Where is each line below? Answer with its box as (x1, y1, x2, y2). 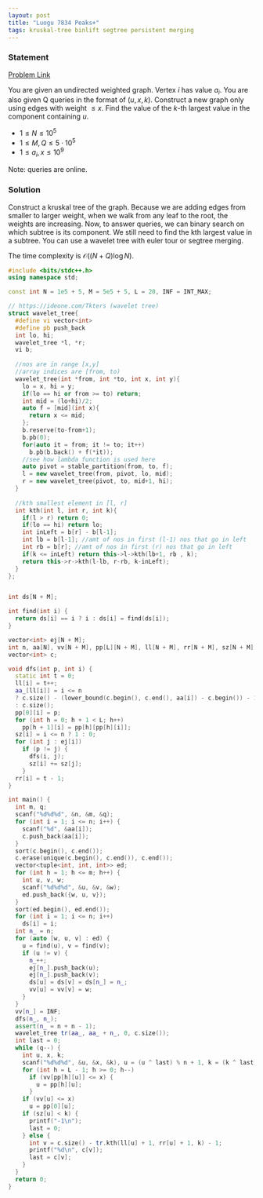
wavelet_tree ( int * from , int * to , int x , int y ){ (15, 374, 181, 383)
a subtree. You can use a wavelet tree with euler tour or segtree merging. (8, 236, 244, 245)
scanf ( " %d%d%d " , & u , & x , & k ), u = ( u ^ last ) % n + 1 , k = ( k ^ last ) (22, 1058, 258, 1066)
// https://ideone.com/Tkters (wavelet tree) (8, 302, 159, 310)
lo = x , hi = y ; (22, 382, 76, 390)
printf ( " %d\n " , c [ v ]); (28, 1146, 103, 1154)
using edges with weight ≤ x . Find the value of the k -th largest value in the (8, 104, 250, 113)
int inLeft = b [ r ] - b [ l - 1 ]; (22, 528, 117, 536)
